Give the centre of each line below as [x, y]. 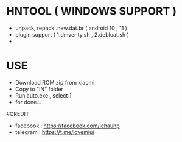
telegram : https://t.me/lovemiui [54, 132]
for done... [28, 102]
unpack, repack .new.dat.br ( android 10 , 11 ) [71, 28]
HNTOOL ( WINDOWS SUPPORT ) [92, 11]
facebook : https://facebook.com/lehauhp [67, 126]
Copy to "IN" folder [39, 89]
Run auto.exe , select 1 [43, 95]
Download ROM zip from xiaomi [55, 82]
